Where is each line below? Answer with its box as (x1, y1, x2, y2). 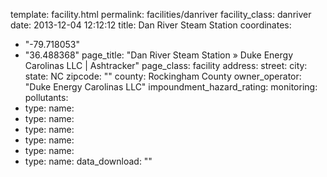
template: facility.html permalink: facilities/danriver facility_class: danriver (10, 9, 312, 20)
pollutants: (24, 92, 69, 103)
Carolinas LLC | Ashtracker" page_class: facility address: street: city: (24, 60, 308, 71)
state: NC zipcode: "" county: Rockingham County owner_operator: (24, 70, 302, 82)
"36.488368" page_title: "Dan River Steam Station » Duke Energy (24, 49, 293, 61)
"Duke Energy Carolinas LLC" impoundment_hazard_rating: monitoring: (24, 81, 318, 93)
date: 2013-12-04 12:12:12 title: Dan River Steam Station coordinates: (10, 19, 292, 31)
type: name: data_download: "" (24, 155, 153, 167)
